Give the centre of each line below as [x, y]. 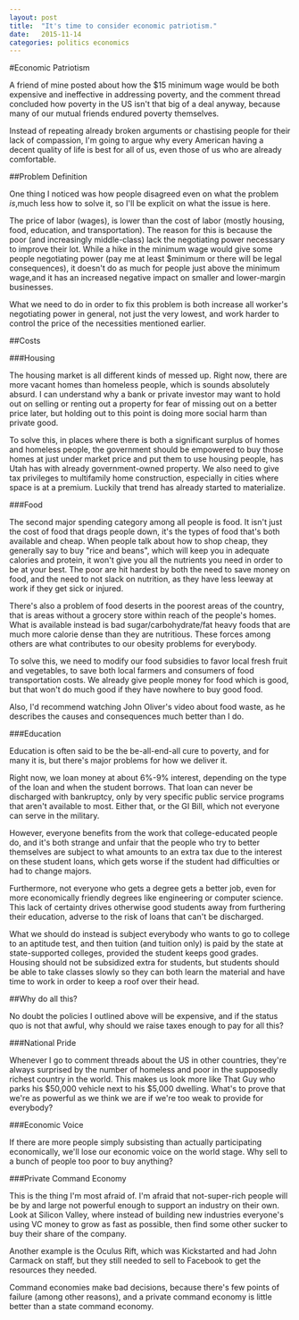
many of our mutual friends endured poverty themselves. [114, 113]
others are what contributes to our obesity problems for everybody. [133, 644]
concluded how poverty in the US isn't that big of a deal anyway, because [145, 104]
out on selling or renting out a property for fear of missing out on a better [143, 404]
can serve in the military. [54, 816]
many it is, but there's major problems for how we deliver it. [118, 761]
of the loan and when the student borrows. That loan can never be [131, 788]
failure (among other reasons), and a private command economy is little [141, 1297]
